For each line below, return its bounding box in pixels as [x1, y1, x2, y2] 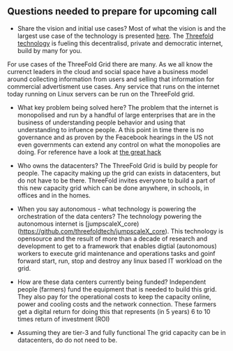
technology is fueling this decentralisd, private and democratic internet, [17, 38, 223, 48]
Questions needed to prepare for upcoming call [7, 6, 218, 17]
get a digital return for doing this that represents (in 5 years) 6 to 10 [17, 307, 211, 315]
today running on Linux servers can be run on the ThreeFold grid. [7, 89, 195, 98]
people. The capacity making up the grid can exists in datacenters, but [17, 169, 221, 177]
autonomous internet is [17, 220, 84, 228]
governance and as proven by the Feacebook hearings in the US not [17, 133, 214, 141]
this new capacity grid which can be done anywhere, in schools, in [17, 183, 209, 192]
